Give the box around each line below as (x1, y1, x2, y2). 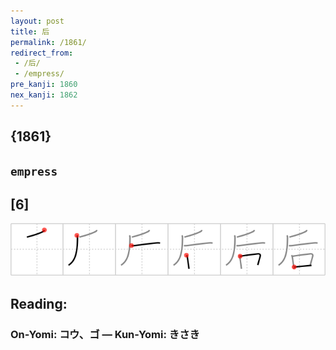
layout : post (10, 16, 65, 26)
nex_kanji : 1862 (10, 90, 78, 100)
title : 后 (10, 26, 50, 37)
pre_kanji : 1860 (10, 80, 78, 90)
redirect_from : (10, 48, 74, 58)
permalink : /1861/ (10, 37, 87, 47)
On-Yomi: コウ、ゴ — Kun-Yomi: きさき (10, 327, 200, 341)
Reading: (10, 295, 68, 312)
